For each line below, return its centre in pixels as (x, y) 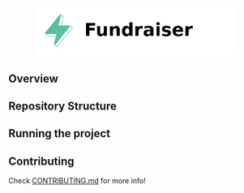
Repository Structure (63, 106)
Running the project (60, 133)
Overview (34, 78)
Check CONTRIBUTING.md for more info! (77, 181)
